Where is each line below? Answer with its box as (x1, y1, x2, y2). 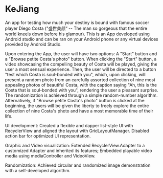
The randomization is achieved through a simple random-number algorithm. (5, 92, 158, 98)
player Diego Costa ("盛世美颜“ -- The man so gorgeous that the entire (5, 25, 148, 31)
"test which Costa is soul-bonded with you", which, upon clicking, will (5, 71, 146, 77)
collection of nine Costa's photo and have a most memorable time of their (5, 108, 153, 113)
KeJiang (5, 3, 40, 15)
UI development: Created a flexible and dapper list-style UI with (5, 122, 133, 128)
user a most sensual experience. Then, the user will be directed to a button (5, 66, 157, 72)
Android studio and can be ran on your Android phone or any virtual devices (5, 36, 159, 42)
